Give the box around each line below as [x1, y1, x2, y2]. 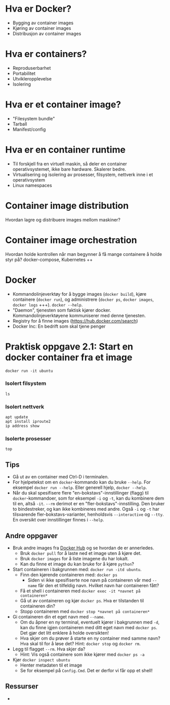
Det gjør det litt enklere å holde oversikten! [20, 630, 109, 636]
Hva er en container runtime [5, 144, 125, 155]
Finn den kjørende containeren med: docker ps [20, 572, 118, 578]
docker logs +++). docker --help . [12, 301, 83, 307]
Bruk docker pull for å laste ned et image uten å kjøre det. [20, 550, 142, 556]
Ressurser [5, 682, 39, 691]
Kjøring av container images [12, 25, 71, 31]
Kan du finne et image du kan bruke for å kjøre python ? [20, 561, 134, 567]
